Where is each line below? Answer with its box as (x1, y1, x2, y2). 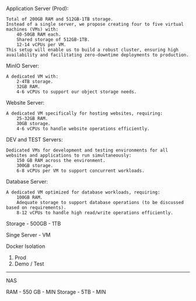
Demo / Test (14, 260, 44, 267)
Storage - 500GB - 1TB (6, 220, 61, 227)
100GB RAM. (16, 195, 43, 200)
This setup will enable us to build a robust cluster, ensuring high (6, 47, 179, 53)
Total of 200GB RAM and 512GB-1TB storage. (6, 16, 114, 22)
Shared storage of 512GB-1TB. (16, 37, 90, 43)
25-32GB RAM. (16, 116, 48, 122)
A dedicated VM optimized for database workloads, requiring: (6, 189, 160, 195)
